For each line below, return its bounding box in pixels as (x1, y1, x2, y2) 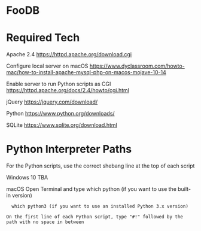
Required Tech (6, 31, 80, 45)
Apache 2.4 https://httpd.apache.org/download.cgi (6, 51, 132, 58)
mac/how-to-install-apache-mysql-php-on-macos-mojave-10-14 (6, 69, 166, 76)
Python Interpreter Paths (6, 142, 132, 156)
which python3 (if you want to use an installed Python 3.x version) (11, 203, 188, 209)
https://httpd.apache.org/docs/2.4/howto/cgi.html (6, 87, 130, 94)
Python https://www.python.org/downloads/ (6, 110, 115, 117)
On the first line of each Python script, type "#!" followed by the (6, 214, 184, 220)
